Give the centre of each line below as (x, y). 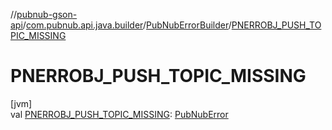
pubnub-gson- (47, 14)
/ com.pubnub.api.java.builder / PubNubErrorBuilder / (127, 25)
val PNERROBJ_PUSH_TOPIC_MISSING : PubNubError (119, 114)
